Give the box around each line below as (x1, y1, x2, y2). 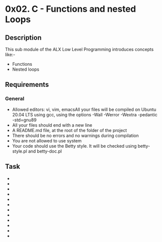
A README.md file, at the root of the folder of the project (12, 127, 127, 133)
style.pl (12, 148, 27, 154)
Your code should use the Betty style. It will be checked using (12, 143, 137, 149)
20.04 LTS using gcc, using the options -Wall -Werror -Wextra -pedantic (12, 111, 158, 117)
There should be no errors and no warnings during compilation (12, 133, 139, 138)
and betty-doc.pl (28, 148, 62, 154)
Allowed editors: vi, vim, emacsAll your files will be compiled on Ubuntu (12, 107, 157, 112)
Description (5, 33, 42, 42)
